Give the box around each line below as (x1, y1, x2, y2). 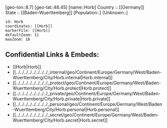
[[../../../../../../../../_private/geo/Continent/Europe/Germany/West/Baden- (12, 90, 160, 96)
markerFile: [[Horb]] (5, 28, 51, 33)
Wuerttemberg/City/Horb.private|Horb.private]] (12, 95, 110, 102)
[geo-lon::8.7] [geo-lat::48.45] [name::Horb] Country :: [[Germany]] (5, 5, 144, 10)
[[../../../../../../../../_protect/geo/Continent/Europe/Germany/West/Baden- (12, 80, 161, 86)
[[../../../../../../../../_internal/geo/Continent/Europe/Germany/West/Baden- (12, 69, 162, 75)
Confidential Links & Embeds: (5, 50, 99, 59)
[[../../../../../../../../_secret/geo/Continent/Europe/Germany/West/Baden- (12, 111, 159, 117)
